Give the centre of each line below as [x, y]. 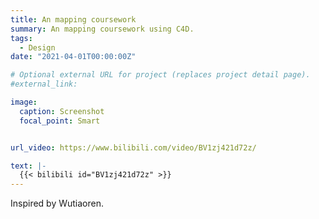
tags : [21, 38]
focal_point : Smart [60, 121]
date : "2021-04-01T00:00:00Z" [73, 57]
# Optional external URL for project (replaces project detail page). [160, 75]
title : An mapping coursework [73, 19]
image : [24, 102]
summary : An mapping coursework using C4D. [102, 29]
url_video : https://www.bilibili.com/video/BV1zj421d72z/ [133, 147]
